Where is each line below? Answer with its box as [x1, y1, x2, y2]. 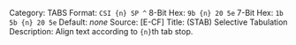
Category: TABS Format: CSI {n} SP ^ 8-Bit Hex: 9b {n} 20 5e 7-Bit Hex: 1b [9, 8, 285, 18]
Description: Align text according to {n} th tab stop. [9, 26, 194, 36]
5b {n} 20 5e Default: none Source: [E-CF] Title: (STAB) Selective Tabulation [9, 17, 288, 27]
